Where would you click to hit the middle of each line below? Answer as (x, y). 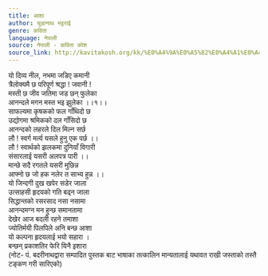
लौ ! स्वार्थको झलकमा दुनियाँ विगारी (52, 147)
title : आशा (26, 16)
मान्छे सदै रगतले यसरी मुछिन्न (43, 165)
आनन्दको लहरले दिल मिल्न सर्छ (47, 129)
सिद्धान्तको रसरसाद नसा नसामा (47, 201)
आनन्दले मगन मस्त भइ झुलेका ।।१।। (58, 102)
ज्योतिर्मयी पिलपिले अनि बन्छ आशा (50, 228)
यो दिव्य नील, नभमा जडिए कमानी (49, 75)
